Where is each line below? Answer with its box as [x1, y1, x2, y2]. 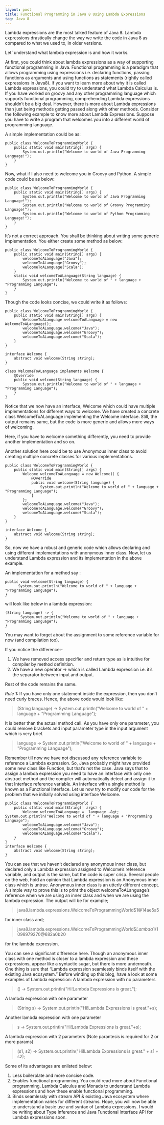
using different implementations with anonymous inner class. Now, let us [5, 550, 151, 556]
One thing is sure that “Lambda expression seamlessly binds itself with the [5, 966, 156, 972]
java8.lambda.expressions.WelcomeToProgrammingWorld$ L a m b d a [17, 926, 153, 932]
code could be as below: [5, 176, 55, 182]
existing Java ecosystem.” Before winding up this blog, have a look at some [5, 971, 158, 977]
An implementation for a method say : [5, 570, 81, 576]
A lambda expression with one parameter [5, 995, 88, 1002]
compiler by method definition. [12, 661, 74, 667]
